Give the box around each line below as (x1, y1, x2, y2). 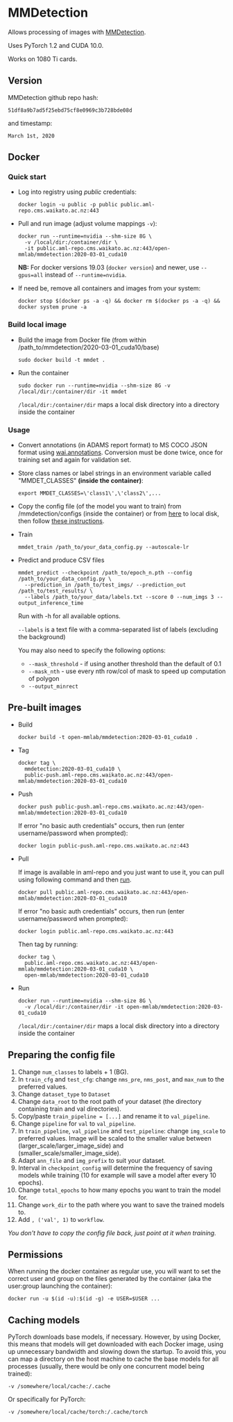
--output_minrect (28, 683, 79, 691)
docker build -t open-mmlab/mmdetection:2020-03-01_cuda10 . (17, 734, 199, 741)
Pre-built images (8, 702, 82, 713)
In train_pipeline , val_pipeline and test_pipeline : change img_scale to (17, 1127, 226, 1135)
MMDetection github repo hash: (8, 93, 99, 101)
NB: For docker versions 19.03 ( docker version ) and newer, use (17, 263, 200, 272)
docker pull (17, 888, 53, 895)
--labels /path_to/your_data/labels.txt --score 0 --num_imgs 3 (24, 594, 214, 601)
